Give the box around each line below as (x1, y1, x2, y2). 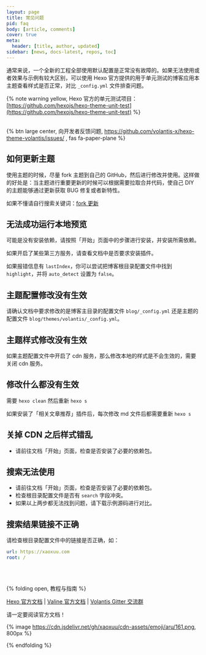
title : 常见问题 (6, 15, 44, 21)
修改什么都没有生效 (6, 380, 79, 390)
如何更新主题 (6, 154, 55, 164)
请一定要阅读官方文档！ (6, 611, 66, 618)
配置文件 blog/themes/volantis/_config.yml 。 (6, 315, 123, 323)
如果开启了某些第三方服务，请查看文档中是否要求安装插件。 (6, 250, 157, 257)
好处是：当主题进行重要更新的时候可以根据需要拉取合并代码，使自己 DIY (11, 178, 194, 186)
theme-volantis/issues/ (6, 134, 64, 142)
